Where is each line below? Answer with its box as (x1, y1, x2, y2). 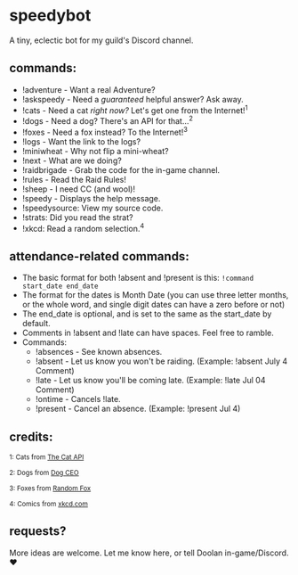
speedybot (9, 5, 92, 26)
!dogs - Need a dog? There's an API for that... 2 (21, 114, 194, 127)
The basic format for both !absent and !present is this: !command (21, 273, 254, 283)
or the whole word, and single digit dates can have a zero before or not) (21, 300, 286, 310)
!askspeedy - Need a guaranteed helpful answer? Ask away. (21, 94, 244, 104)
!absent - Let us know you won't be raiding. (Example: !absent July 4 (35, 356, 288, 366)
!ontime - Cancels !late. (35, 394, 122, 405)
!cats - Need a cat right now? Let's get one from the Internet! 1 (21, 103, 248, 116)
